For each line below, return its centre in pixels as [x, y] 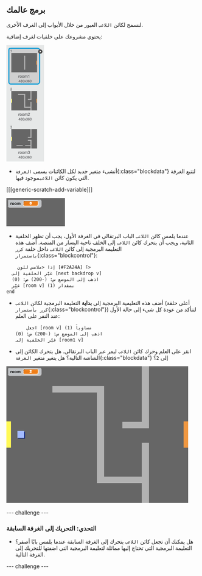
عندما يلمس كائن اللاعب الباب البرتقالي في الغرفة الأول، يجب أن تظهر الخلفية [102, 236]
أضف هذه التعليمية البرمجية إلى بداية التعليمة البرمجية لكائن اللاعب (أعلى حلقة [103, 303]
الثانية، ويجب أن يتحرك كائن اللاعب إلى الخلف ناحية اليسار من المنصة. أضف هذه [104, 242]
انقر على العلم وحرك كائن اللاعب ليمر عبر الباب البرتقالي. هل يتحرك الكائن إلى [103, 351]
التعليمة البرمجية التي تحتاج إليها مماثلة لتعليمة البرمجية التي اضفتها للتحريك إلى [103, 548]
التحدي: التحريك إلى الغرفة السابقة [51, 528]
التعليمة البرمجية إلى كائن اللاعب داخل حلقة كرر [68, 248]
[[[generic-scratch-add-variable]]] [50, 189]
